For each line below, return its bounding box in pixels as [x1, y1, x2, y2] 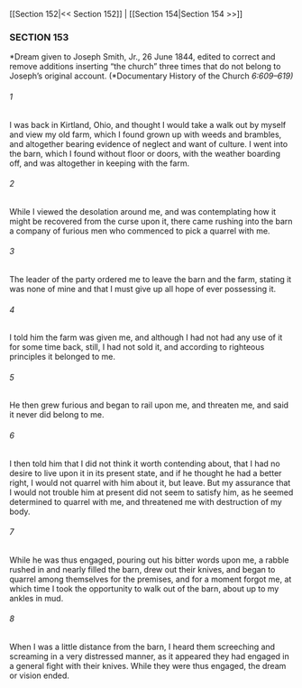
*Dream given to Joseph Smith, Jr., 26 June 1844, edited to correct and [9, 51, 276, 62]
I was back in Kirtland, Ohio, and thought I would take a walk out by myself [9, 119, 287, 130]
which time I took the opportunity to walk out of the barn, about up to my [9, 583, 279, 594]
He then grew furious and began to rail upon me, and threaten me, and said [9, 399, 289, 410]
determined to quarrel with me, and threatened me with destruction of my [9, 496, 282, 507]
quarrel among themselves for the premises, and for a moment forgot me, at [9, 573, 292, 584]
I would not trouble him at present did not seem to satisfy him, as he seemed [9, 487, 294, 498]
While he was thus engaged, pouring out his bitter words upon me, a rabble [9, 555, 290, 565]
